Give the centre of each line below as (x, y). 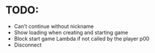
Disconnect (28, 45)
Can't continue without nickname (54, 26)
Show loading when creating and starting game (71, 32)
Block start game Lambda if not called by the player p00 (82, 38)
